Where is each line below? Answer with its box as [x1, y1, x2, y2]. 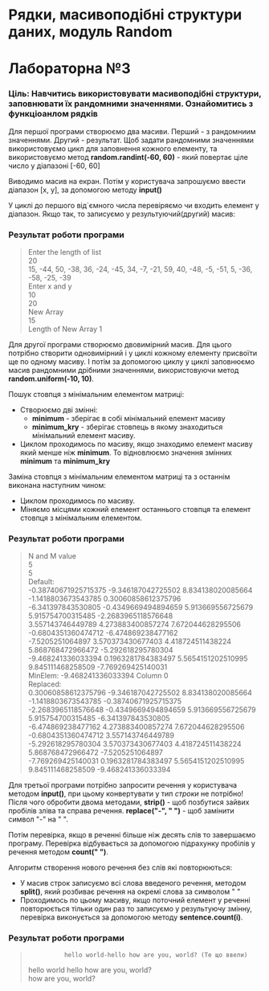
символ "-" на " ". [8, 814, 68, 825]
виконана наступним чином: [8, 480, 106, 489]
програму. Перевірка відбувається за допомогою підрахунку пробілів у [8, 838, 255, 849]
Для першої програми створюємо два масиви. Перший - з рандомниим [8, 126, 256, 136]
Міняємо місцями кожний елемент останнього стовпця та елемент [19, 504, 251, 514]
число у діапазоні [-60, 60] [8, 161, 100, 170]
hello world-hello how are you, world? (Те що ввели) [63, 951, 248, 959]
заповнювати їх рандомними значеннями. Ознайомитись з [8, 98, 254, 109]
